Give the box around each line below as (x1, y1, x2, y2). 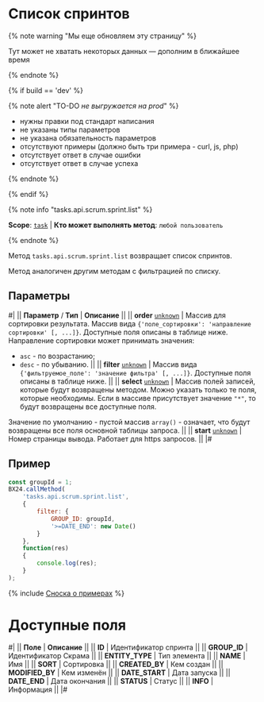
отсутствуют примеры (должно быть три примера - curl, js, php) (19, 141, 239, 151)
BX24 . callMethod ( (8, 485, 66, 493)
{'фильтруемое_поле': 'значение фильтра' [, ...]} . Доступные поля (19, 368, 251, 377)
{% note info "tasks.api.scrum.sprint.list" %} (8, 204, 153, 214)
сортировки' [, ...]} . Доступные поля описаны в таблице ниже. (8, 327, 228, 337)
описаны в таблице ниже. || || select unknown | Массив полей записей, (19, 376, 256, 386)
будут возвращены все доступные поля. (19, 402, 157, 411)
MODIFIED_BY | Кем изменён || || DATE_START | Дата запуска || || (8, 668, 231, 677)
